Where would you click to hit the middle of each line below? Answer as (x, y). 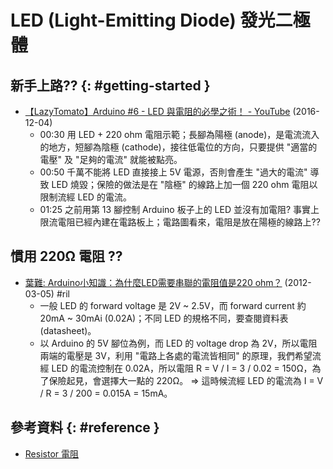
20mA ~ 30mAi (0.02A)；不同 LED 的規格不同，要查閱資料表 (164, 318)
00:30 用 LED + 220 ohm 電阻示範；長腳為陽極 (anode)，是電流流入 (179, 134)
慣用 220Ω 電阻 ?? (66, 256)
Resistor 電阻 (51, 453)
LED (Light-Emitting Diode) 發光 (143, 20)
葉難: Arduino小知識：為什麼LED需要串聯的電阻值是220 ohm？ (153, 282)
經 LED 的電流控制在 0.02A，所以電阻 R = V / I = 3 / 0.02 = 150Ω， (176, 368)
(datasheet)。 (68, 330)
